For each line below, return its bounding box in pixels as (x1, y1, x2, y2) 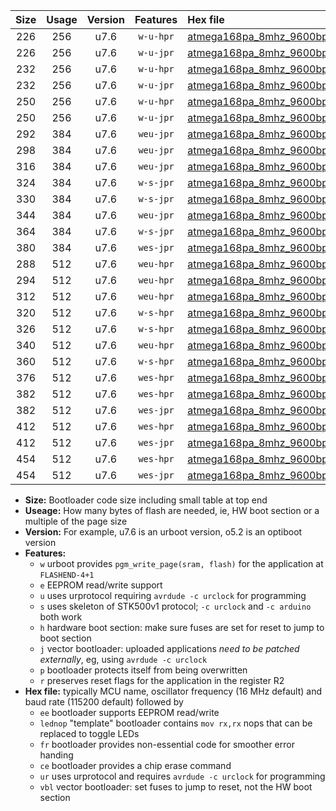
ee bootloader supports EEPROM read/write (39, 707, 220, 718)
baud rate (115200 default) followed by (24, 696, 184, 708)
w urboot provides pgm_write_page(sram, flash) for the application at (39, 558, 324, 569)
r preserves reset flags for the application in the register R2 (39, 675, 285, 686)
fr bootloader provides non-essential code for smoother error (39, 739, 295, 750)
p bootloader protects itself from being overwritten (39, 664, 248, 676)
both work (39, 611, 83, 623)
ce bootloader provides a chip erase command (39, 760, 232, 771)
